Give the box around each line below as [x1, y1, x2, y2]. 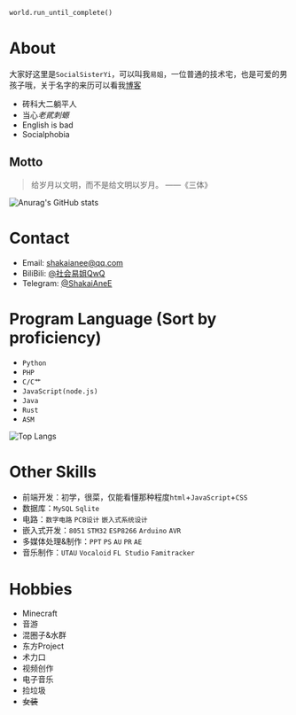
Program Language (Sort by [9, 308, 217, 329]
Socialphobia [21, 128, 70, 139]
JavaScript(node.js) [21, 386, 98, 396]
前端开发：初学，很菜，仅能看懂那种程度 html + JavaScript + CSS [21, 492, 248, 502]
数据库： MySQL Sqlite [21, 503, 100, 514]
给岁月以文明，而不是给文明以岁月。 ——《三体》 [30, 179, 213, 190]
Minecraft [21, 608, 58, 619]
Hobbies [9, 579, 73, 599]
